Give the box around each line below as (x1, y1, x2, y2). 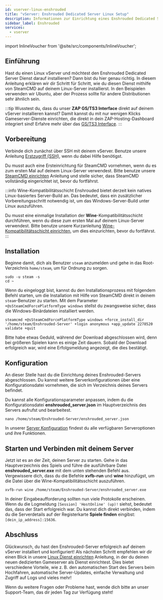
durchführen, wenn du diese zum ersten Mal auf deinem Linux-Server (5, 218, 145, 223)
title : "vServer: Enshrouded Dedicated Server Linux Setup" (5, 12, 130, 17)
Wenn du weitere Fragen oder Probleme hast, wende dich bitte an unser (5, 584, 149, 590)
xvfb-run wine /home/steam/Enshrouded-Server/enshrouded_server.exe (5, 488, 147, 492)
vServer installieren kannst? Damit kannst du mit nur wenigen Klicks (5, 110, 141, 116)
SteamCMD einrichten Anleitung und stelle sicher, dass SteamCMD (5, 173, 139, 179)
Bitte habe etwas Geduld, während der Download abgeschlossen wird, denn (5, 334, 157, 341)
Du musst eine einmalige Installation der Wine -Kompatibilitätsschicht (5, 212, 143, 218)
